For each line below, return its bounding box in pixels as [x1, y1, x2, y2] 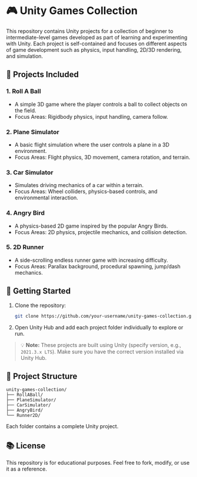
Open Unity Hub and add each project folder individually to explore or [14, 323, 183, 331]
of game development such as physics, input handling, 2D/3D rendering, [6, 46, 182, 53]
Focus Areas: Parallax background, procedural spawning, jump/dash [14, 262, 181, 270]
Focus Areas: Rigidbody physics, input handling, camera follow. [14, 113, 169, 120]
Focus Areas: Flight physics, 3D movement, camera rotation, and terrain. [14, 154, 191, 161]
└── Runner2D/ [6, 412, 41, 419]
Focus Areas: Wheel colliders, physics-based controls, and [14, 188, 158, 195]
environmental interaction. [14, 194, 78, 201]
